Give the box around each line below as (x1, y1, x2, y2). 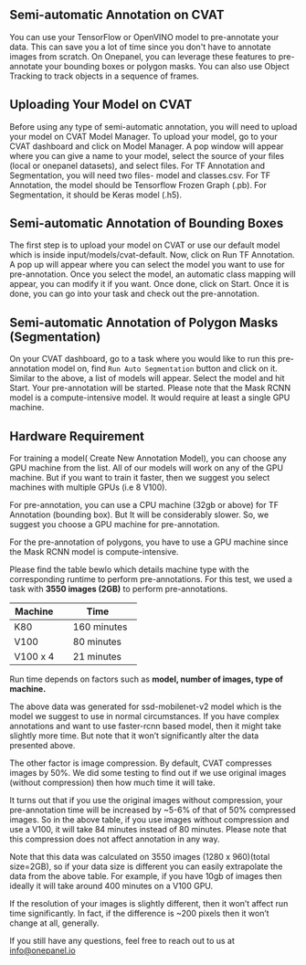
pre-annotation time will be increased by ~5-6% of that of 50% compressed (9, 804, 297, 816)
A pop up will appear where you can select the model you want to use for (9, 260, 285, 270)
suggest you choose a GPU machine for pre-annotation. (9, 519, 220, 530)
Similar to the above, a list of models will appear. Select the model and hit (9, 373, 285, 384)
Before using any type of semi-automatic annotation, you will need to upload (9, 121, 298, 132)
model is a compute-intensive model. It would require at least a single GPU (9, 392, 290, 403)
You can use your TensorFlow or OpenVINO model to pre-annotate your (9, 31, 280, 42)
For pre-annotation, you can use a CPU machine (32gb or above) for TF (9, 500, 279, 511)
